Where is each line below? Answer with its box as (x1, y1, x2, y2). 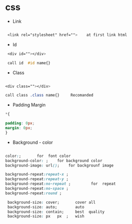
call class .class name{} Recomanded (5, 93, 94, 98)
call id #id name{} (7, 60, 51, 66)
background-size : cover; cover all (7, 200, 96, 205)
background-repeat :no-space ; (5, 186, 69, 191)
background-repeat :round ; (5, 191, 62, 196)
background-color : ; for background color (5, 158, 102, 163)
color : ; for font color (5, 153, 71, 158)
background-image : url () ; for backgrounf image (5, 163, 114, 168)
